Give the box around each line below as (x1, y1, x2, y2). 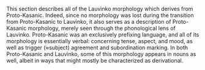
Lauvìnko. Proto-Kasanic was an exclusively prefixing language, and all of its (6, 31, 199, 38)
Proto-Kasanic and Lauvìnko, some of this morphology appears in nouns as (6, 51, 196, 57)
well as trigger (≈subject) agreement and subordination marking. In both (6, 44, 188, 51)
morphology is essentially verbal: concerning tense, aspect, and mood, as (6, 38, 193, 44)
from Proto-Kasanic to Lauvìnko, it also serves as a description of (6, 18, 171, 25)
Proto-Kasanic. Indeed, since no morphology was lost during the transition (6, 12, 194, 19)
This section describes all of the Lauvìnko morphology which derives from (6, 5, 193, 12)
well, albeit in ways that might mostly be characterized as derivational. (6, 57, 184, 64)
